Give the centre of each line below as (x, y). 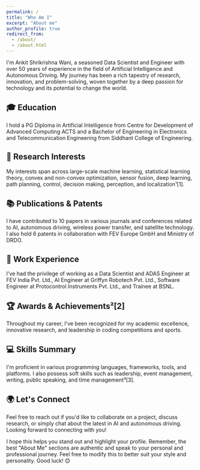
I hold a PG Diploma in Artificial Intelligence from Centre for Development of (100, 125)
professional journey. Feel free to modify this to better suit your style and (96, 454)
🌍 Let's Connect (38, 399)
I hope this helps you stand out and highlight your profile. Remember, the (96, 441)
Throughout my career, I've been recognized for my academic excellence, (98, 323)
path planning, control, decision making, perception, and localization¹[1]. (95, 184)
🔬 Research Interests (46, 157)
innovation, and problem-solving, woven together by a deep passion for (95, 81)
